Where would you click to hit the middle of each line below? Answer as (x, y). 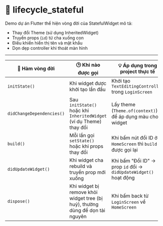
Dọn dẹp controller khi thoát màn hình (50, 48)
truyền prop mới (88, 172)
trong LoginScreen (132, 91)
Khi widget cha (86, 160)
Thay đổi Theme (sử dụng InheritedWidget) (55, 32)
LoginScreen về (129, 202)
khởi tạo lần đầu (88, 89)
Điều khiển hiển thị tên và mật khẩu (47, 43)
